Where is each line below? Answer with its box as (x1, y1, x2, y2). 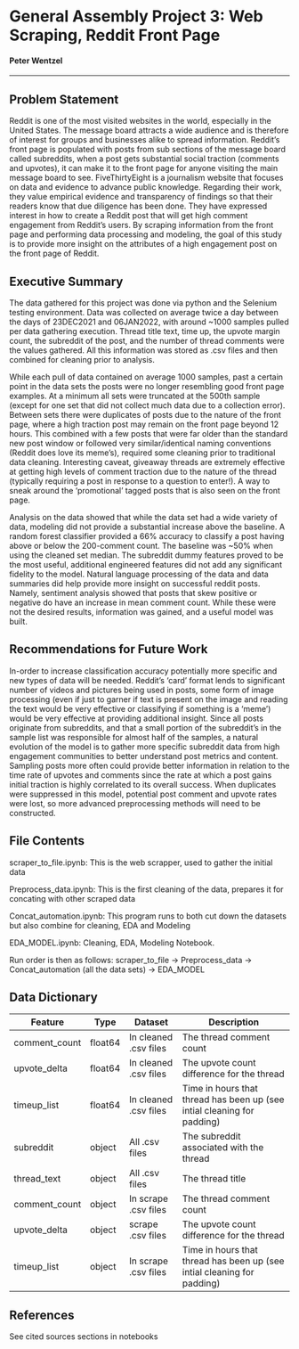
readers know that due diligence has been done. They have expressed (9, 200, 268, 211)
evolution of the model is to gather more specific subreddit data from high (9, 741, 280, 752)
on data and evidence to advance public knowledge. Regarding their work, (9, 182, 282, 192)
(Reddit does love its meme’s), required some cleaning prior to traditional (9, 447, 276, 458)
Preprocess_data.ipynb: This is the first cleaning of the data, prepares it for (9, 884, 284, 895)
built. (9, 617, 28, 627)
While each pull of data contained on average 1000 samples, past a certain (9, 372, 283, 382)
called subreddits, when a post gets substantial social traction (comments (9, 153, 279, 164)
